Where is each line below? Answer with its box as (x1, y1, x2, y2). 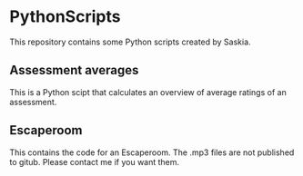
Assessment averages (9, 63, 139, 78)
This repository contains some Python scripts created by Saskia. (9, 36, 252, 47)
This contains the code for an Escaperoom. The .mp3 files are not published (9, 147, 295, 158)
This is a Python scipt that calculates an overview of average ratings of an (9, 86, 287, 97)
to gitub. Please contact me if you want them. (9, 156, 180, 167)
